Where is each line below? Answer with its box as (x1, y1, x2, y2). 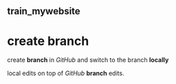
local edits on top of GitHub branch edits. (7, 69, 125, 78)
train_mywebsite (7, 6, 80, 17)
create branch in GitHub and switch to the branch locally (7, 56, 169, 64)
